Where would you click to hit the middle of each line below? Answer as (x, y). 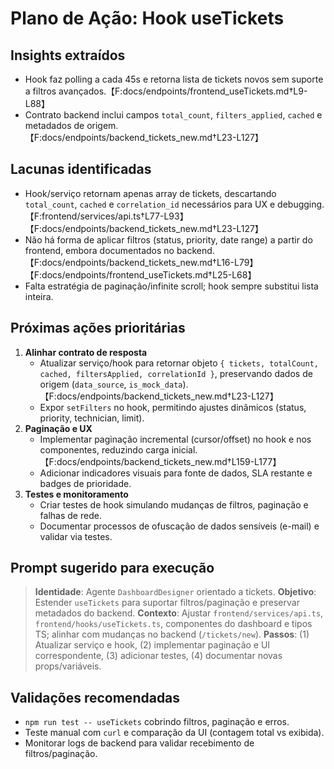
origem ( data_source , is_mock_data (111, 384)
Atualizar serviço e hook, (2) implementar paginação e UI (152, 645)
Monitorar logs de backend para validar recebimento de (139, 743)
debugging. (301, 204)
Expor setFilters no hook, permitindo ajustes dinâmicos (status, (173, 407)
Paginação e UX (58, 428)
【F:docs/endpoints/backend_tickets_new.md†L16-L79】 (141, 262)
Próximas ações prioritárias (98, 328)
